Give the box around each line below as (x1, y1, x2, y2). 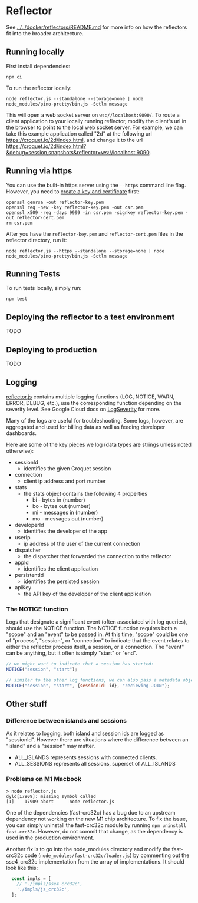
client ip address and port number (23, 477, 106, 485)
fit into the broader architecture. (6, 29, 84, 37)
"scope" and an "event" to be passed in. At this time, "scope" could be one (6, 631, 189, 638)
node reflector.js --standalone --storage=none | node (6, 95, 144, 101)
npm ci (6, 74, 22, 80)
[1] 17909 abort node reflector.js (6, 799, 115, 805)
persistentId (14, 571, 44, 578)
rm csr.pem (6, 220, 33, 226)
